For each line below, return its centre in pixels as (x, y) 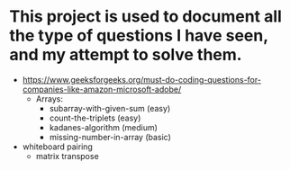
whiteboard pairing (57, 147)
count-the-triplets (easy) (95, 118)
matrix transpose (67, 156)
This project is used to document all (145, 17)
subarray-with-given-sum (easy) (110, 108)
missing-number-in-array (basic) (110, 137)
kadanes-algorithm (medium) (103, 127)
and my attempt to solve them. (126, 55)
